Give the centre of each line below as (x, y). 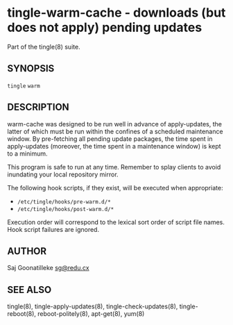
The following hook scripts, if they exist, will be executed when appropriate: (115, 187)
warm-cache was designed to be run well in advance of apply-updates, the (114, 124)
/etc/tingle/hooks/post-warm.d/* (66, 209)
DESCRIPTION (38, 107)
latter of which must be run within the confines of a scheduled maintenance (115, 131)
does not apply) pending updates (105, 27)
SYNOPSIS (31, 68)
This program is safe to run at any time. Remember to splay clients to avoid (114, 167)
